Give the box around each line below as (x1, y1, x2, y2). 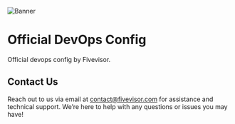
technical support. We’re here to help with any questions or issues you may (7, 102, 228, 110)
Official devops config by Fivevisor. (7, 55, 111, 63)
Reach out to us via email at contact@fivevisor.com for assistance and (7, 95, 214, 103)
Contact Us (7, 76, 58, 88)
